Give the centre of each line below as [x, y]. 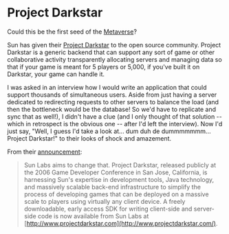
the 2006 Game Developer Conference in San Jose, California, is [116, 172]
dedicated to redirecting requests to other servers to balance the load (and [113, 102]
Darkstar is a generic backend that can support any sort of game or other [111, 52]
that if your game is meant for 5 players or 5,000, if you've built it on [103, 67]
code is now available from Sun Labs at [93, 216]
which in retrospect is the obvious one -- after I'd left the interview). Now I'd [115, 124]
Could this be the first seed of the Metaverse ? [72, 32]
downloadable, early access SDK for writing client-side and [108, 209]
